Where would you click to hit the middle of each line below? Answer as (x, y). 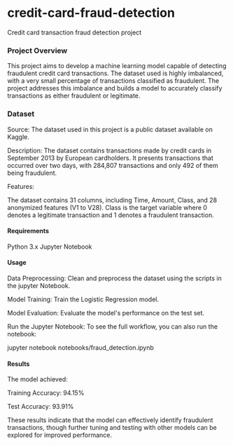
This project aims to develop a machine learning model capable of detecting (117, 66)
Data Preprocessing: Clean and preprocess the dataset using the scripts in (114, 278)
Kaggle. (19, 137)
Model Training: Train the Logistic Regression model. (83, 299)
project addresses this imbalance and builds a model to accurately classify (115, 88)
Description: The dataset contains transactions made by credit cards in (110, 150)
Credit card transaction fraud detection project (75, 32)
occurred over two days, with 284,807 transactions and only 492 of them (113, 165)
